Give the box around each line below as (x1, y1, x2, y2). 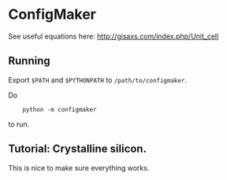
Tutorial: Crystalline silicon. (8, 142, 147, 156)
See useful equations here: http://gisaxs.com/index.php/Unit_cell (8, 31, 219, 41)
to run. (8, 119, 30, 129)
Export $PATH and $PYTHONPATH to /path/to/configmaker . (8, 75, 188, 84)
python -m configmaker (22, 105, 97, 113)
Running (8, 54, 51, 68)
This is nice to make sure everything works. (8, 163, 150, 172)
